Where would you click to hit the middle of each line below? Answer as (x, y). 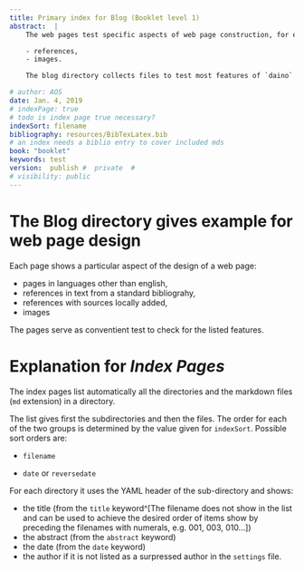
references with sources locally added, (95, 302)
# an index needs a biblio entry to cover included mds (117, 143)
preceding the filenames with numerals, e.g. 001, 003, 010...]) (137, 527)
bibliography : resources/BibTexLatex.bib (89, 134)
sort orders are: (38, 438)
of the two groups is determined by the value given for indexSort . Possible (148, 428)
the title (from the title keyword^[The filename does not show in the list (157, 508)
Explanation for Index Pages (117, 366)
